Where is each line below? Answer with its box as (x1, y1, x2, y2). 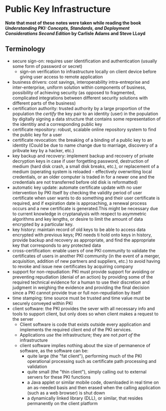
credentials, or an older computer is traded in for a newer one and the (12, 174, 155, 179)
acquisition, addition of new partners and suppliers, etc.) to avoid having (12, 258, 161, 264)
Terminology (5, 45, 46, 53)
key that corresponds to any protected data (12, 242, 101, 248)
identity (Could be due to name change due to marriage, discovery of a (12, 142, 158, 148)
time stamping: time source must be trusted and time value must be (12, 295, 150, 301)
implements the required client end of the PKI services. (19, 326, 132, 333)
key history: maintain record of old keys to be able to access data (12, 227, 146, 233)
